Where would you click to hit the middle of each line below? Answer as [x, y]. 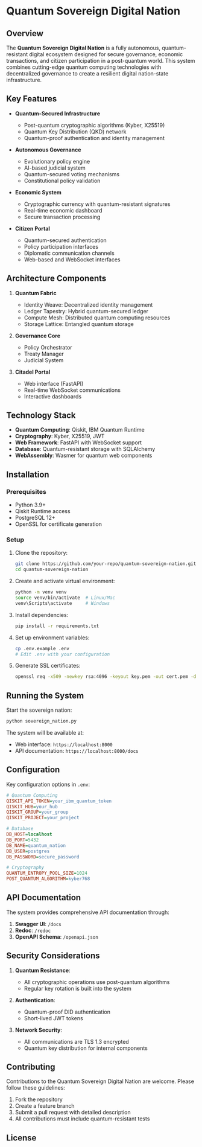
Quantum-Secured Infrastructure [58, 113]
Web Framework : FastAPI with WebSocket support [78, 443]
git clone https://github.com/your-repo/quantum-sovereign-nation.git [106, 564]
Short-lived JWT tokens [53, 1018]
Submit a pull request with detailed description [73, 1113]
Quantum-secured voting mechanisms [71, 174]
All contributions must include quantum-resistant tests [82, 1119]
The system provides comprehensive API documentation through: [88, 912]
